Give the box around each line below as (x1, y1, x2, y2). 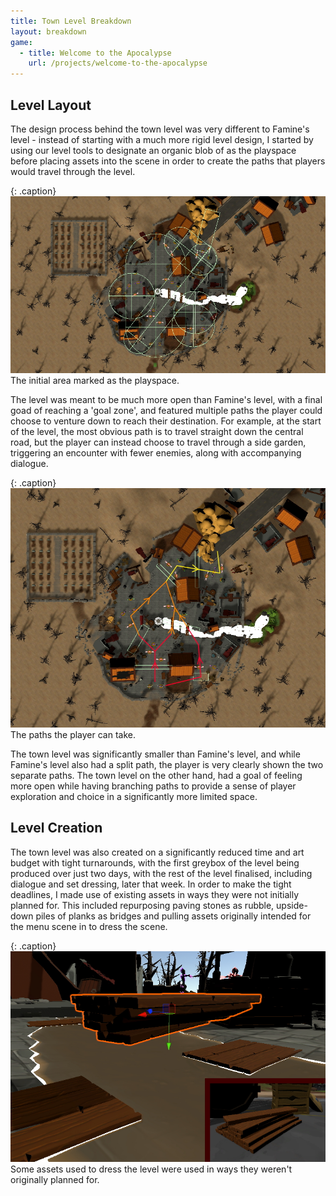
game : (10, 37, 33, 47)
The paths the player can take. (10, 728, 136, 740)
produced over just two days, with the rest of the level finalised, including (10, 867, 313, 879)
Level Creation (10, 820, 103, 837)
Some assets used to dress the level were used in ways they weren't (10, 1163, 293, 1175)
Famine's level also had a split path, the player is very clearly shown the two (10, 758, 324, 770)
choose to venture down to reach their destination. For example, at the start (10, 415, 322, 427)
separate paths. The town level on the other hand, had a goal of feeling (10, 769, 303, 781)
